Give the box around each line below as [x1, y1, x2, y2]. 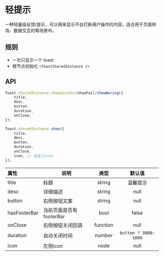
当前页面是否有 [43, 206, 78, 213]
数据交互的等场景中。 [13, 27, 57, 33]
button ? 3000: [119, 230, 155, 236]
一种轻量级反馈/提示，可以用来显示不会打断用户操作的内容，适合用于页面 [5, 21, 152, 27]
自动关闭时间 [43, 232, 73, 239]
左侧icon [43, 242, 63, 249]
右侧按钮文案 [43, 198, 73, 204]
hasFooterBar [7, 209, 39, 216]
